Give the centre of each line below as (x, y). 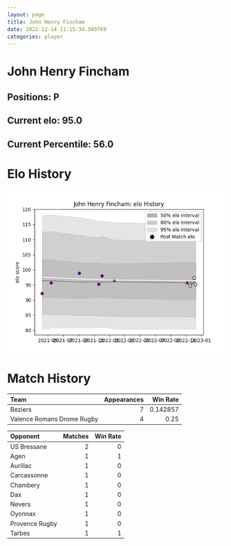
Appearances (124, 399)
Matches (76, 437)
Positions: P (34, 97)
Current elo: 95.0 (45, 121)
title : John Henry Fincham (46, 22)
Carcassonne (29, 475)
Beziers (21, 410)
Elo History (39, 174)
